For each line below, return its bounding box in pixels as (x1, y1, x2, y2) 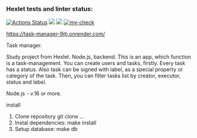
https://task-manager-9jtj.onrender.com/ (6, 30, 106, 37)
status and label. (6, 79, 47, 86)
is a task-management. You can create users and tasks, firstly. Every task (6, 60, 186, 67)
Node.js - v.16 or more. (6, 90, 62, 97)
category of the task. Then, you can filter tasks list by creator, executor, (6, 72, 181, 79)
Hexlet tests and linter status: (6, 5, 93, 13)
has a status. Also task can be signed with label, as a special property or (6, 66, 183, 73)
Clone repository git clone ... (14, 113, 85, 120)
